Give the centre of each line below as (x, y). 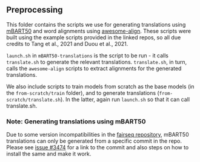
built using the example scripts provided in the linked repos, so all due (94, 37)
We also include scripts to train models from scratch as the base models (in (100, 86)
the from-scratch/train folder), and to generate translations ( (83, 92)
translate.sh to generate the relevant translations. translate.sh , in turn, (97, 62)
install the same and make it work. (49, 154)
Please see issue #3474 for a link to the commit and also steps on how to (98, 147)
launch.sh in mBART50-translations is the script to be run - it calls (87, 55)
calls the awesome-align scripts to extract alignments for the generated (94, 68)
